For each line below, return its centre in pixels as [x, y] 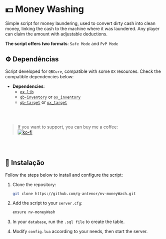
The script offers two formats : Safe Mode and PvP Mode [62, 43]
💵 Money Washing [44, 9]
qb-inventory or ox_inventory [50, 97]
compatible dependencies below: [39, 76]
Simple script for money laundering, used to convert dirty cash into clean [80, 23]
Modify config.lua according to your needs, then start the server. [80, 232]
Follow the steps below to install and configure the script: [64, 175]
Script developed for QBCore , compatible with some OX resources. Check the [83, 71]
